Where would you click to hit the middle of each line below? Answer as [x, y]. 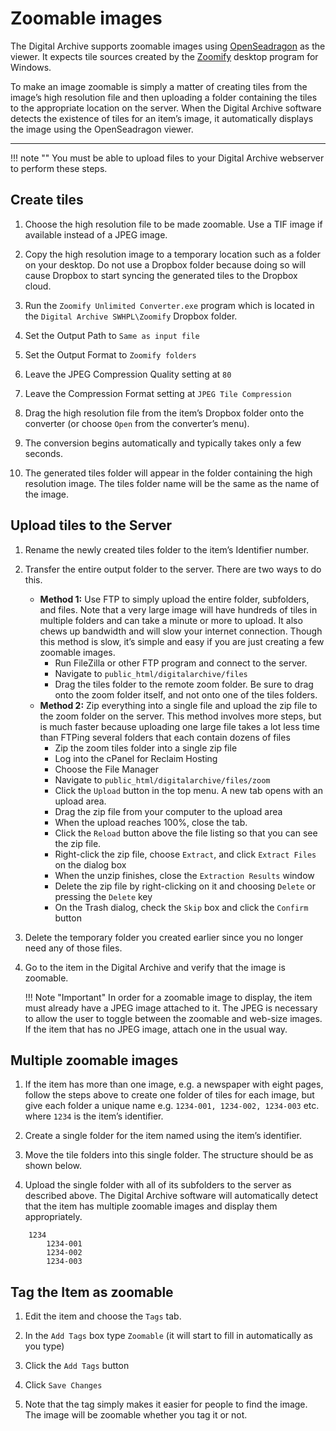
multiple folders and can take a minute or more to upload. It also [171, 620]
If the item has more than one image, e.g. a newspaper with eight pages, [174, 1084]
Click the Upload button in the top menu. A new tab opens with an [188, 790]
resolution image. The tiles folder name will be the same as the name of [172, 483]
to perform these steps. [59, 168]
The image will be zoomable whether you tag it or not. [136, 1415]
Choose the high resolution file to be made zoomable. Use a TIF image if [173, 224]
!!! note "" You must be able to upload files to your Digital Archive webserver [167, 158]
